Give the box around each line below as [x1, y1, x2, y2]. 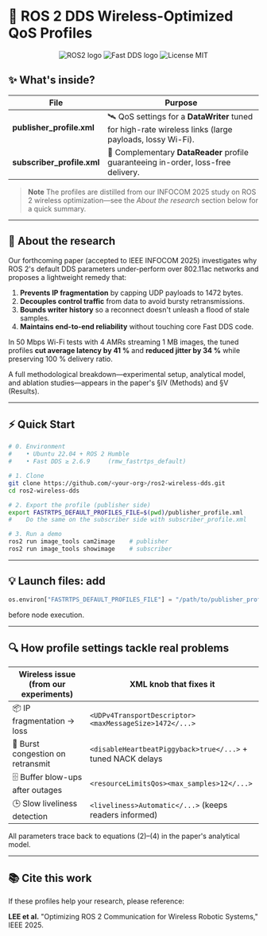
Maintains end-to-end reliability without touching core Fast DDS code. [19, 321, 254, 331]
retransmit [12, 759, 51, 770]
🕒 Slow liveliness [12, 798, 78, 810]
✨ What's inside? [8, 73, 95, 87]
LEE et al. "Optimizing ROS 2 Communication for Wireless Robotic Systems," [8, 912, 258, 922]
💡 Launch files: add [8, 574, 106, 588]
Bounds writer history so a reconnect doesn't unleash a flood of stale [19, 305, 250, 314]
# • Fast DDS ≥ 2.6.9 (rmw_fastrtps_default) [8, 457, 187, 466]
